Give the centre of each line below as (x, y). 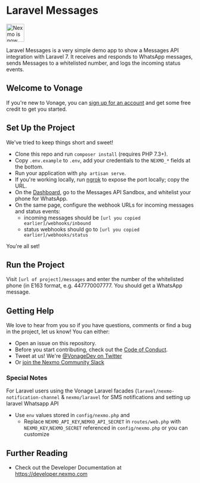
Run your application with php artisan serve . (70, 173)
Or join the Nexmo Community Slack (59, 363)
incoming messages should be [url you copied (82, 218)
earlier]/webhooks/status (56, 235)
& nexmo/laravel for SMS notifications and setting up (126, 397)
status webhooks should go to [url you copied (82, 229)
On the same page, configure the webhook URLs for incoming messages (104, 205)
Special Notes (27, 378)
